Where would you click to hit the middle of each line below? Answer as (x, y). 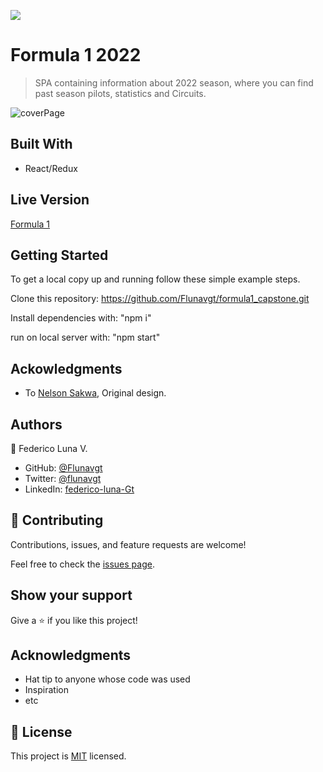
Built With (41, 144)
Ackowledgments (66, 368)
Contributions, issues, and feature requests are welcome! (128, 544)
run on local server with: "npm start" (85, 337)
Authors (36, 424)
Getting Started (59, 255)
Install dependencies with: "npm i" (81, 318)
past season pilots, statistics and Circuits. (120, 93)
